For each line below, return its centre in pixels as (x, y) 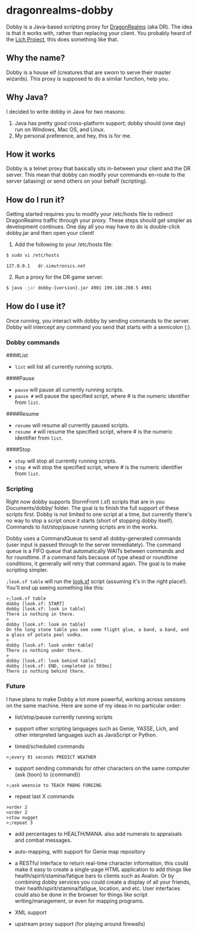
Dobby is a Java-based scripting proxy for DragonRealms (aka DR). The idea (99, 27)
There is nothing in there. (41, 614)
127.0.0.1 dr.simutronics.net (46, 266)
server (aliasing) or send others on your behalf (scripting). (77, 181)
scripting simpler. (27, 570)
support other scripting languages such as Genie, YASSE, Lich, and (96, 728)
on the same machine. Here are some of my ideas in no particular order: (94, 705)
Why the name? (36, 58)
